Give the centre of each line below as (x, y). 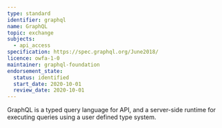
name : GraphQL (28, 26)
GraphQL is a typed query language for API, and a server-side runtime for (111, 110)
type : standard (29, 13)
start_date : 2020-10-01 (47, 84)
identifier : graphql (37, 20)
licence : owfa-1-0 (33, 58)
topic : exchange (30, 33)
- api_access (32, 45)
